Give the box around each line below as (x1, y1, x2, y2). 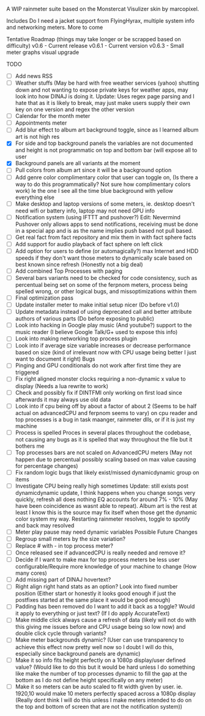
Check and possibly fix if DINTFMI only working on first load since (15, 389, 182, 396)
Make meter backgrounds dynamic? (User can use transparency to (15, 636, 184, 644)
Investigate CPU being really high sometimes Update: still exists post (15, 482, 188, 489)
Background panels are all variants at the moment (15, 160, 141, 167)
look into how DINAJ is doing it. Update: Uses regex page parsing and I (15, 93, 195, 100)
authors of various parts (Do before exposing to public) (15, 315, 155, 322)
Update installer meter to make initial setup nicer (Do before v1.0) (15, 301, 179, 309)
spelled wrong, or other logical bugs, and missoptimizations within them (15, 288, 197, 295)
